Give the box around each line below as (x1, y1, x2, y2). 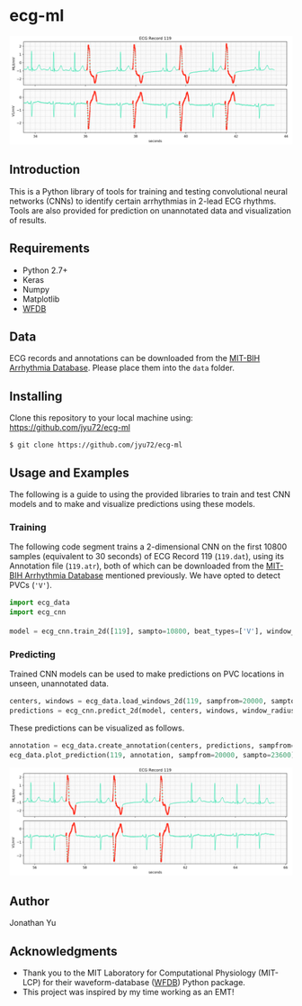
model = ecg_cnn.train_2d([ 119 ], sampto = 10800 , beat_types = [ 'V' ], (9, 627, 263, 636)
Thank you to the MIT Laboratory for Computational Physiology (22, 967, 256, 978)
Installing (9, 388, 63, 403)
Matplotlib (22, 294, 60, 304)
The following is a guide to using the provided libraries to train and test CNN (9, 488, 290, 500)
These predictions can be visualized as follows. (9, 722, 185, 733)
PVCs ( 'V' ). (9, 580, 52, 591)
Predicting (9, 648, 56, 660)
